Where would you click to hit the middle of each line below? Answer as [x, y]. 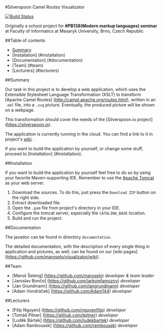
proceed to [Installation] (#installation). [44, 154]
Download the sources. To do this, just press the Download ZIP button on [84, 192]
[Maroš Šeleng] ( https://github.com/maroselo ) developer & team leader [83, 276]
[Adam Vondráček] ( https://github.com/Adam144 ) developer [72, 291]
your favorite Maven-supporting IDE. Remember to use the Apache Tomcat [80, 178]
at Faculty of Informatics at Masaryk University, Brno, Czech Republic [74, 31]
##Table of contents [25, 40]
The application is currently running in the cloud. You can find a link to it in [79, 134]
